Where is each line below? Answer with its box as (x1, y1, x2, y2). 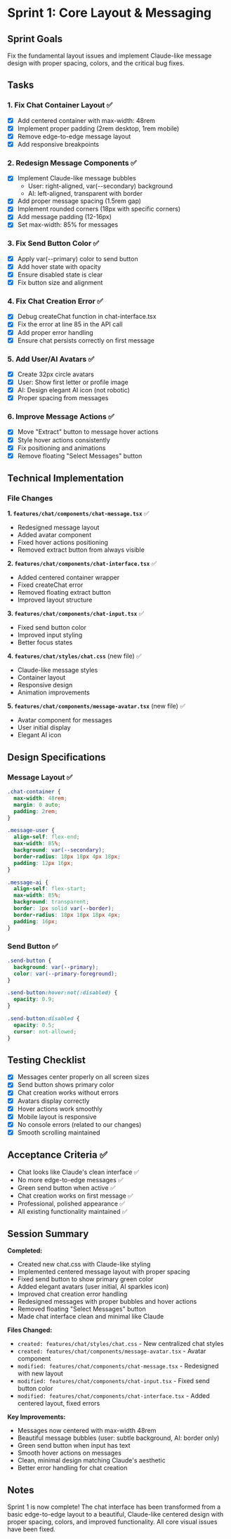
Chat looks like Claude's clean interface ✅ (17, 1168, 140, 1176)
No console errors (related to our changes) (17, 1120, 142, 1128)
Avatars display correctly (17, 1097, 90, 1105)
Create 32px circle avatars (17, 370, 95, 378)
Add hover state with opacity (17, 262, 102, 271)
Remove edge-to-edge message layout (17, 132, 131, 140)
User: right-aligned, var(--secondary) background (27, 182, 173, 190)
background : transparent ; (13, 899, 90, 906)
